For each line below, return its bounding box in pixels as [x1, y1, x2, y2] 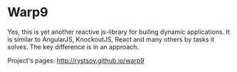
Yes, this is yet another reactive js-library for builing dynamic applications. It [7, 28, 230, 36]
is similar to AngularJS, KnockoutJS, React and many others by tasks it [7, 35, 215, 43]
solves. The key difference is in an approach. [7, 42, 139, 51]
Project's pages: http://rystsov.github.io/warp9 [7, 56, 144, 64]
